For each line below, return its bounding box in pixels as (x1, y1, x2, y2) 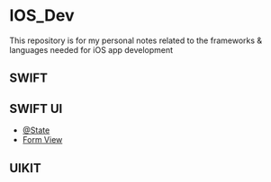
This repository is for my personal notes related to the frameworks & (9, 35, 263, 46)
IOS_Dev (9, 5, 75, 26)
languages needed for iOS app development (9, 44, 174, 55)
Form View (22, 134, 63, 145)
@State (22, 125, 50, 135)
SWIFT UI (9, 100, 63, 117)
